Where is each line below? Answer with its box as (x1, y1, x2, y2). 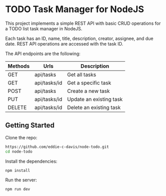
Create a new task (67, 87, 110, 94)
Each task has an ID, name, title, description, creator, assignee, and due (5, 35, 153, 41)
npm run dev (5, 187, 30, 192)
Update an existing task (67, 95, 123, 103)
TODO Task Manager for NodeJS (5, 4, 144, 15)
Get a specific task (67, 79, 112, 86)
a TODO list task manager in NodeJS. (5, 25, 82, 31)
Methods (8, 62, 30, 69)
